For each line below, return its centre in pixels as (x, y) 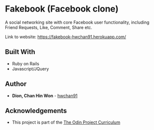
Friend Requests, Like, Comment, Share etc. (49, 27)
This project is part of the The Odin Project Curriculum (66, 122)
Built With (20, 52)
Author (16, 84)
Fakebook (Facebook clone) (62, 9)
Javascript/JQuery (30, 69)
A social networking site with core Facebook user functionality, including (77, 22)
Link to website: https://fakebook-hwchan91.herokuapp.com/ (66, 37)
